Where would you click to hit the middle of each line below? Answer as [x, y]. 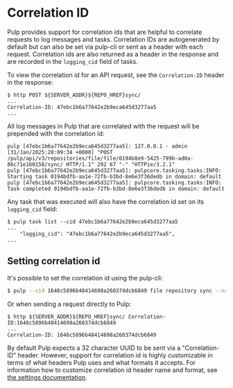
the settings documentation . [48, 377]
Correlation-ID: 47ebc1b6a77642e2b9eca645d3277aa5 [82, 107]
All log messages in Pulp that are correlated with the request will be [103, 126]
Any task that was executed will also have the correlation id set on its [106, 201]
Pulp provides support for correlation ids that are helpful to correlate [105, 32]
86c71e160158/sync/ [35, 165]
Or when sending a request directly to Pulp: [69, 304]
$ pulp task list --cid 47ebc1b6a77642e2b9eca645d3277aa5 [93, 221]
